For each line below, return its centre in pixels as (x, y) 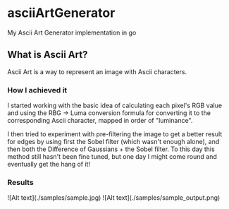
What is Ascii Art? (48, 55)
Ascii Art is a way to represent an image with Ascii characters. (97, 71)
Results (20, 182)
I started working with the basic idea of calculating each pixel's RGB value (115, 106)
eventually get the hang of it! (49, 165)
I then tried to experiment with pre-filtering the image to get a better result (115, 134)
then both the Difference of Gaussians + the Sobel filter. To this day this (111, 149)
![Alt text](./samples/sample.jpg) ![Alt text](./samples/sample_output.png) (114, 198)
